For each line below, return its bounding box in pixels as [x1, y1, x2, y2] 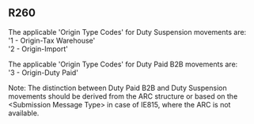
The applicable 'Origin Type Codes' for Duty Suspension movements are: [8, 27, 247, 36]
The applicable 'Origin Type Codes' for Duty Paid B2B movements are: [8, 59, 238, 69]
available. [8, 108, 40, 118]
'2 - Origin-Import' [8, 43, 69, 54]
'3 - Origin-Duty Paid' [8, 67, 79, 77]
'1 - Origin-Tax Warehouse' [8, 36, 96, 45]
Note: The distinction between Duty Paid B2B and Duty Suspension [8, 83, 227, 92]
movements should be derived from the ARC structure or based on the [8, 91, 238, 101]
